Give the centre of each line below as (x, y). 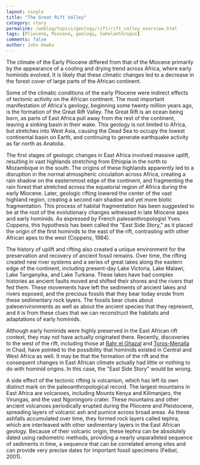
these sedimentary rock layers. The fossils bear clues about (80, 300)
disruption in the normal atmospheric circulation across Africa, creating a (96, 174)
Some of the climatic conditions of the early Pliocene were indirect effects (97, 93)
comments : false (26, 39)
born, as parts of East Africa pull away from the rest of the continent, (91, 118)
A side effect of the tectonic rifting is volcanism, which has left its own (93, 380)
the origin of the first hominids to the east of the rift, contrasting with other (98, 231)
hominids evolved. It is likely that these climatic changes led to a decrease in (100, 75)
